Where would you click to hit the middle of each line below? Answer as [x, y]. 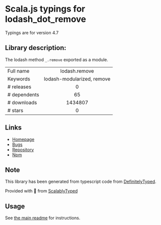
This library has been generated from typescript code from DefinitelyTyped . [81, 182]
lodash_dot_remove [46, 19]
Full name [19, 71]
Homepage [23, 139]
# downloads [22, 102]
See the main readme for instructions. [43, 218]
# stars [15, 110]
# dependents [24, 95]
